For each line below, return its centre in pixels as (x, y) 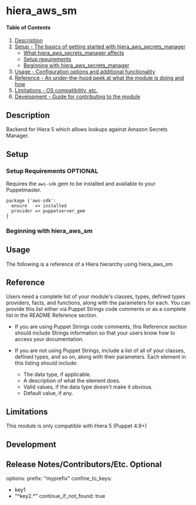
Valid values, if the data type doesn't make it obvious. (88, 387)
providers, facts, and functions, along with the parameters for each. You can (98, 303)
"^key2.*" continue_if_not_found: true (60, 496)
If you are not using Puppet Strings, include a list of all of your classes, (100, 350)
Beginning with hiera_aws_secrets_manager (76, 65)
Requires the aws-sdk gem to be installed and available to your (81, 183)
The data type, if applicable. (57, 374)
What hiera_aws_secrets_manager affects (74, 53)
